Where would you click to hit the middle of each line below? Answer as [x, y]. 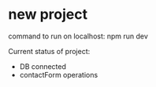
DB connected [43, 66]
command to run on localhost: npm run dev [78, 36]
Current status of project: [49, 51]
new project [48, 14]
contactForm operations [59, 74]
